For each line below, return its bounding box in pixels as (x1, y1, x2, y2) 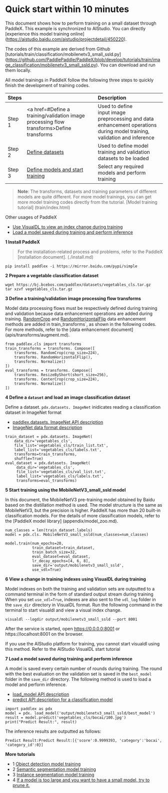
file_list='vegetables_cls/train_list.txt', (14, 443, 108, 448)
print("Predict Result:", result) (5, 719, 77, 724)
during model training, (97, 128, 150, 135)
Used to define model (97, 142, 148, 149)
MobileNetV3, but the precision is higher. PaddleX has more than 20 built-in (5, 507, 161, 513)
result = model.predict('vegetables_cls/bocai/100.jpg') (5, 715, 126, 720)
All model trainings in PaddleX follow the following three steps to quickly (5, 77, 154, 83)
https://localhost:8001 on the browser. (5, 631, 84, 637)
